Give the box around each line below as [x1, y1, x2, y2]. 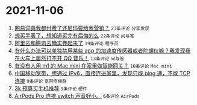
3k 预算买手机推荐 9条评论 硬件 [14, 84, 88, 92]
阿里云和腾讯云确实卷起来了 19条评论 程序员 [14, 39, 119, 46]
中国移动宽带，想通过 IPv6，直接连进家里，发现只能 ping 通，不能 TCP [14, 69, 190, 77]
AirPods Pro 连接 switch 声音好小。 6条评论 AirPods [14, 92, 140, 100]
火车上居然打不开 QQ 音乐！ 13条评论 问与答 [19, 54, 125, 62]
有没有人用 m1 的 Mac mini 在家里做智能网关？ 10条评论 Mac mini [14, 62, 172, 69]
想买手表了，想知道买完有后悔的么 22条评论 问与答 [14, 31, 135, 39]
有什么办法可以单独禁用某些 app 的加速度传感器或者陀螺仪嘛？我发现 [14, 46, 186, 54]
